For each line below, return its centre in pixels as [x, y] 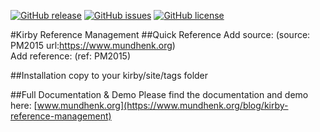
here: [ [24, 105]
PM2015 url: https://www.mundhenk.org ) [93, 45]
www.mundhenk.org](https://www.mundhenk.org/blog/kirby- [162, 105]
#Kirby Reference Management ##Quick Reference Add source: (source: [160, 34]
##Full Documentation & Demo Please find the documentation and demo [159, 94]
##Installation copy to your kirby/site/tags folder [109, 75]
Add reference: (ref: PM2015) [71, 56]
